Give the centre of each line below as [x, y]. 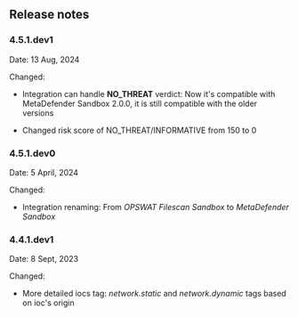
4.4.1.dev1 [32, 240]
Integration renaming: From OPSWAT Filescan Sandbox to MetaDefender [155, 207]
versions [38, 113]
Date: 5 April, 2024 [44, 172]
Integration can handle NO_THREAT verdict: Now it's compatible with [149, 93]
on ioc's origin [48, 303]
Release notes [49, 15]
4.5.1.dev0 [32, 153]
